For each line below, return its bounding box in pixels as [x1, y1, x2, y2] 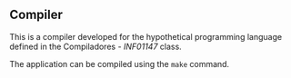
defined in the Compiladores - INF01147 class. [9, 41, 182, 52]
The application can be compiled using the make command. [9, 58, 230, 69]
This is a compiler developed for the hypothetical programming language [9, 31, 283, 42]
